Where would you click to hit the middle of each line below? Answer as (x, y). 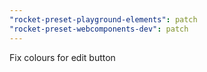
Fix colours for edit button (62, 57)
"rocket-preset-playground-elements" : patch (103, 19)
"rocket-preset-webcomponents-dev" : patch (99, 29)
